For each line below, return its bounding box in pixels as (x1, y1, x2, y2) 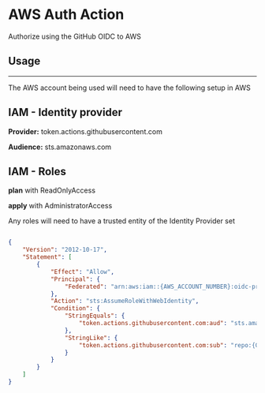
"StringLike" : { (64, 334, 118, 342)
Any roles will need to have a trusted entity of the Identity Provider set (8, 216, 235, 226)
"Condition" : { (50, 305, 101, 313)
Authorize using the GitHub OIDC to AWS (8, 32, 142, 41)
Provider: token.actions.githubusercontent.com (8, 126, 163, 136)
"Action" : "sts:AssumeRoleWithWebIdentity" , (50, 298, 200, 305)
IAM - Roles (8, 164, 67, 178)
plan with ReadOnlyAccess (8, 185, 96, 195)
